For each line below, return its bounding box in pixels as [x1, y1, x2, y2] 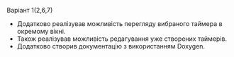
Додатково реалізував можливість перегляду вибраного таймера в [16, 20, 223, 27]
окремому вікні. [16, 27, 66, 35]
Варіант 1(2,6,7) [6, 6, 53, 14]
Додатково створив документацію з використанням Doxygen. [16, 42, 206, 50]
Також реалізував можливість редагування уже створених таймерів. [16, 34, 228, 43]
